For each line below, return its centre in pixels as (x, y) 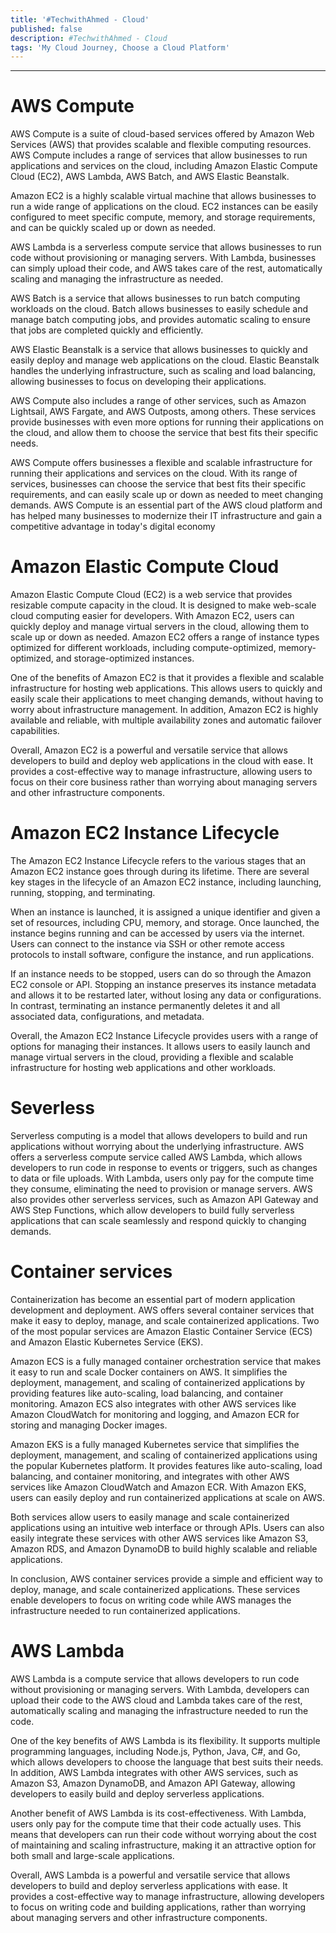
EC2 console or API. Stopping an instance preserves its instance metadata (163, 985)
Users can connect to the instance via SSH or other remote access (147, 944)
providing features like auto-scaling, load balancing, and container (147, 1393)
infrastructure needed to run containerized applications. (125, 1610)
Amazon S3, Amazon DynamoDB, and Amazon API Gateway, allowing (153, 1783)
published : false (46, 29)
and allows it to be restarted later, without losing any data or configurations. (166, 995)
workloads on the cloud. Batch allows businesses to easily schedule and (159, 309)
